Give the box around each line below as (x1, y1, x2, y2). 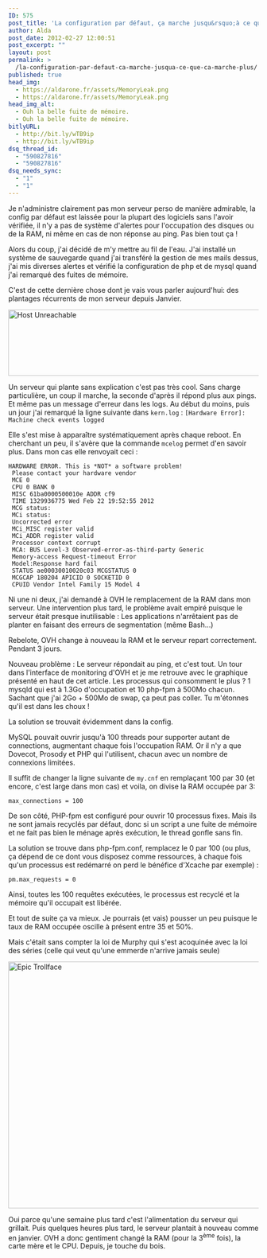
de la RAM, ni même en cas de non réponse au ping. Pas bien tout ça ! (8, 228, 238, 239)
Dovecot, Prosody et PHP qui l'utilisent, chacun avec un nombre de (8, 749, 228, 758)
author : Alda (8, 26, 52, 34)
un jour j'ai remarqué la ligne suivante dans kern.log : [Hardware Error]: (8, 407, 246, 417)
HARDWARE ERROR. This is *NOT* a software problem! (8, 462, 183, 470)
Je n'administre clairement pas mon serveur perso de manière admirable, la (8, 204, 256, 213)
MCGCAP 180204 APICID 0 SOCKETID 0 (11, 574, 130, 582)
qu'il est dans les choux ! (8, 701, 90, 711)
